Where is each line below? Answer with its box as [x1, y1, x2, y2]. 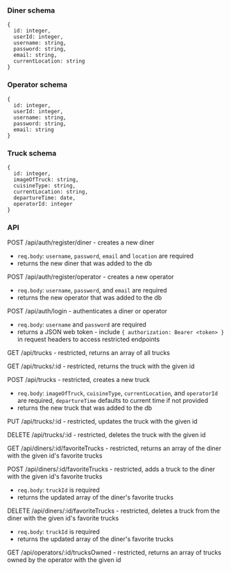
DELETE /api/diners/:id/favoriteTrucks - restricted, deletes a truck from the [7, 506, 221, 515]
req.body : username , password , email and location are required [17, 252, 194, 260]
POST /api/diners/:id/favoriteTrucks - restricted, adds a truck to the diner [7, 465, 216, 474]
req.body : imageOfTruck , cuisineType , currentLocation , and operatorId [17, 389, 219, 397]
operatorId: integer [13, 200, 73, 207]
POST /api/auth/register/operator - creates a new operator [7, 273, 175, 281]
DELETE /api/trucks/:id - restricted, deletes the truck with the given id [7, 431, 206, 439]
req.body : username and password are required [17, 320, 147, 329]
